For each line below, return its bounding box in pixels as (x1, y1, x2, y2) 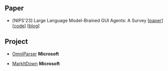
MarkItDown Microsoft (12, 60, 60, 66)
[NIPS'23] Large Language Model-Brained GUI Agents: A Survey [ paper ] (12, 17, 163, 23)
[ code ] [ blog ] (12, 23, 40, 29)
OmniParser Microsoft (12, 50, 59, 57)
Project (5, 37, 28, 46)
